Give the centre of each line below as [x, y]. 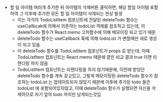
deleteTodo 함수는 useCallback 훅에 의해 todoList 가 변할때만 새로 [82, 38]
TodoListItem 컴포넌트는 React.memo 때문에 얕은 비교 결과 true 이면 [84, 57]
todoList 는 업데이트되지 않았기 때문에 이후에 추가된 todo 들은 [90, 82]
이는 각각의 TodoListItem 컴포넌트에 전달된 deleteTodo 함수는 [78, 20]
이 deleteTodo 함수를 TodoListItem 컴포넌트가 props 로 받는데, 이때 [83, 51]
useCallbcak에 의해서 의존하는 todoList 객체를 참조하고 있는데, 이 [81, 26]
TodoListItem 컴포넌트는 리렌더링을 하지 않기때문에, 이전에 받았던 [81, 69]
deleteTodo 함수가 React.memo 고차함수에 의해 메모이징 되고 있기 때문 [86, 32]
